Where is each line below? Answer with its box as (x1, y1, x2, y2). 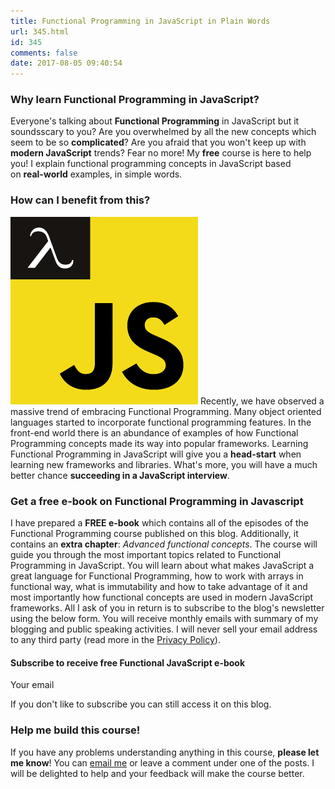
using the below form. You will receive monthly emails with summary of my (10, 613, 319, 625)
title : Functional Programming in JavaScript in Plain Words (10, 16, 271, 26)
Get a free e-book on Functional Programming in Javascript (10, 494, 304, 508)
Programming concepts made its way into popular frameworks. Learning (10, 437, 309, 449)
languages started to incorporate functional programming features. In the (10, 416, 312, 428)
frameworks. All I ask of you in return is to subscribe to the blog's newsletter (10, 602, 325, 614)
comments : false (10, 48, 78, 58)
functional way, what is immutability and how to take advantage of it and (10, 581, 308, 593)
